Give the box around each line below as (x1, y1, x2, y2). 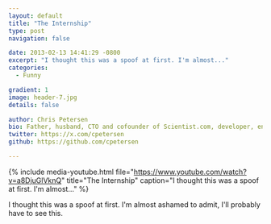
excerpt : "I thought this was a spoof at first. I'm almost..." (8, 56, 229, 64)
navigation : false (8, 34, 70, 43)
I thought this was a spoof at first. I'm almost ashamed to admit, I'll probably (8, 199, 261, 209)
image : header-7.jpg (8, 93, 78, 102)
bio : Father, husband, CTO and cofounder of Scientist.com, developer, (8, 122, 254, 131)
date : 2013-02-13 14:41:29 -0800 (8, 49, 121, 57)
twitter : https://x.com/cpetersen (8, 131, 125, 139)
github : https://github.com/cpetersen (8, 138, 139, 146)
